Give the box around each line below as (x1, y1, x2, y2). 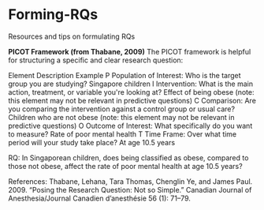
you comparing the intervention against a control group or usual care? (8, 104, 235, 114)
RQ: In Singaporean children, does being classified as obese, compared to (8, 152, 249, 163)
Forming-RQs (8, 6, 99, 24)
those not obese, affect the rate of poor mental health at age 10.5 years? (8, 161, 243, 171)
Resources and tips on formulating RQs (8, 32, 136, 41)
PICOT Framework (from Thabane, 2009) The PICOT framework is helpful (8, 47, 251, 56)
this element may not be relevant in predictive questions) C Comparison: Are (8, 96, 256, 105)
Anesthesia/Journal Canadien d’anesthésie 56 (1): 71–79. (8, 193, 191, 203)
